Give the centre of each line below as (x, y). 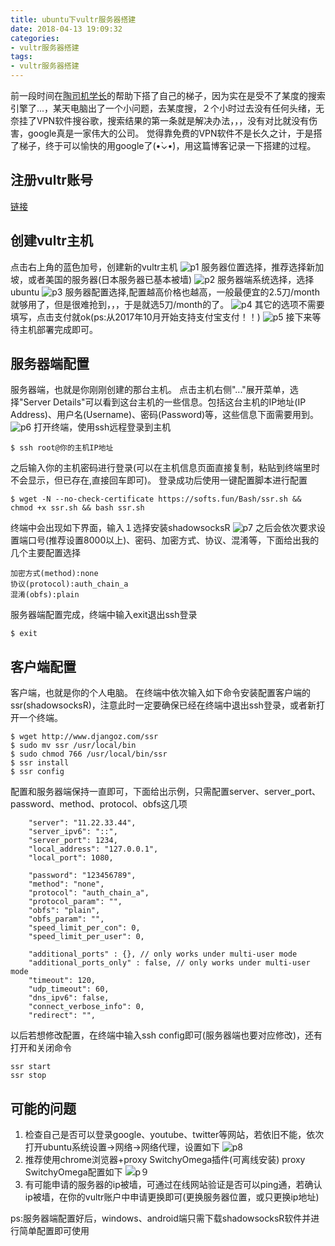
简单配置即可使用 (54, 1231)
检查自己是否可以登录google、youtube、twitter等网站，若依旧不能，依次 (174, 1135)
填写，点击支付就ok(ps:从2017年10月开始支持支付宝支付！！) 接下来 (161, 317)
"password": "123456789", (82, 876)
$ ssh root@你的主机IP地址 (62, 448)
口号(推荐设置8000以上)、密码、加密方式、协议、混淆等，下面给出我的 (173, 540)
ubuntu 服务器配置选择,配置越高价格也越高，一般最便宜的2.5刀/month (165, 292)
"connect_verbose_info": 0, (86, 1007)
